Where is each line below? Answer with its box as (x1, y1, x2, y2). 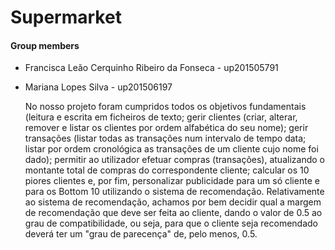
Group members (10, 39, 80, 51)
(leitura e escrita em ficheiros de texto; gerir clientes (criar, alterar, (24, 111, 298, 123)
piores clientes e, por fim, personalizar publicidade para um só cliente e (24, 175, 320, 187)
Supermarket (10, 6, 122, 29)
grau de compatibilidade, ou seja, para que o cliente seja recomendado (24, 217, 318, 230)
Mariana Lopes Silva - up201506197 (24, 81, 173, 93)
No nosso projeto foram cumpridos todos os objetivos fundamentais (24, 101, 307, 113)
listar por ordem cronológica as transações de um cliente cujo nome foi (24, 143, 319, 155)
